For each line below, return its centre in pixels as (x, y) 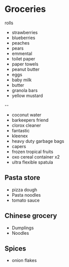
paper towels (25, 64)
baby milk (22, 80)
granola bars (25, 90)
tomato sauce (26, 200)
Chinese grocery (31, 216)
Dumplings (23, 228)
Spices (16, 248)
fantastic (21, 130)
